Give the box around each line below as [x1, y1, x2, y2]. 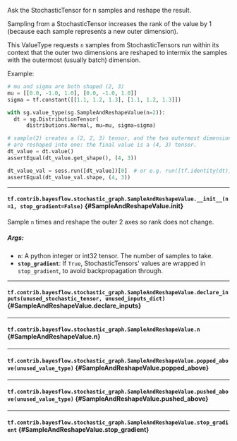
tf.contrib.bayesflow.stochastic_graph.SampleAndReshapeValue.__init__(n [7, 195, 229, 203]
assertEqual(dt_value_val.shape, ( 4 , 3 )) [7, 174, 131, 181]
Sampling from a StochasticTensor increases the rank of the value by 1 [7, 20, 212, 28]
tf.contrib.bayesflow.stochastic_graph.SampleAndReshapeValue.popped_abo [7, 357, 229, 364]
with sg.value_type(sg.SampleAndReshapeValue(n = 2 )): [7, 109, 166, 116]
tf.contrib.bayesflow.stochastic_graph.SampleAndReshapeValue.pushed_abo [7, 388, 229, 395]
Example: [7, 70, 35, 78]
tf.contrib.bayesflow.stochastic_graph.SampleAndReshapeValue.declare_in [7, 289, 229, 296]
